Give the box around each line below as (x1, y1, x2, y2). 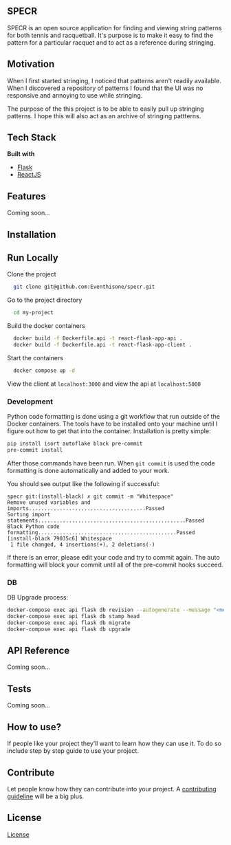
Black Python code (7, 523, 60, 530)
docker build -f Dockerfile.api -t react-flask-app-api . (13, 335, 184, 342)
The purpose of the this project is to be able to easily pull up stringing (7, 105, 204, 113)
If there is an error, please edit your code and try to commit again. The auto (7, 553, 220, 561)
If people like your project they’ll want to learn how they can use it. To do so (7, 739, 222, 748)
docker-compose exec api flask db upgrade (7, 626, 131, 633)
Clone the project (7, 270, 56, 278)
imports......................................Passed (7, 505, 165, 512)
